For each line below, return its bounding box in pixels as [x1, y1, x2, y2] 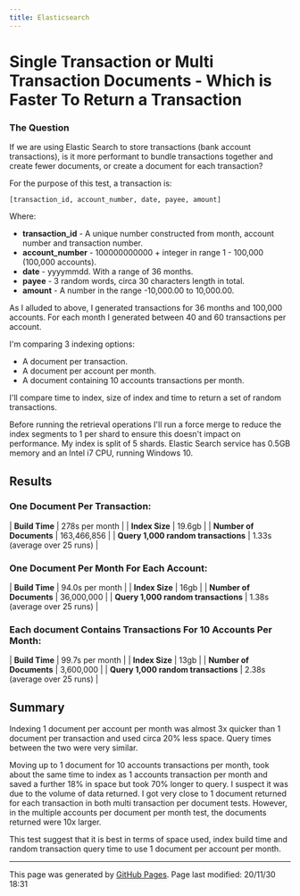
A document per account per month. [21, 365, 156, 376]
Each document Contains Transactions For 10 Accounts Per [9, 624, 272, 636]
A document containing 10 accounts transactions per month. [21, 375, 245, 386]
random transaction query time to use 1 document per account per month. [9, 843, 281, 854]
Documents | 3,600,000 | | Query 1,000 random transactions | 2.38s [9, 665, 266, 675]
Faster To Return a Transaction [9, 89, 243, 110]
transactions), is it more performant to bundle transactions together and [9, 151, 274, 162]
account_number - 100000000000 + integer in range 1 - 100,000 [21, 247, 264, 258]
